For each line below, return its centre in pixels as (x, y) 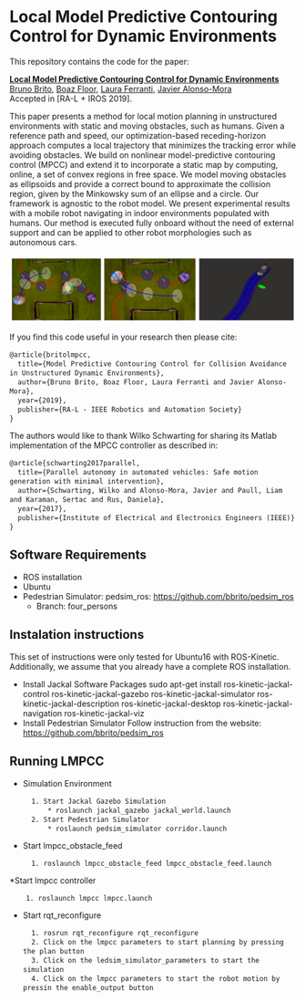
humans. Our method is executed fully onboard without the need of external (152, 223)
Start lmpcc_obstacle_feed (72, 845)
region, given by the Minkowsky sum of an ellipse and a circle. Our (134, 193)
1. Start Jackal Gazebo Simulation (99, 801)
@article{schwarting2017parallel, (75, 464)
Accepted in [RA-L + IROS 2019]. (71, 99)
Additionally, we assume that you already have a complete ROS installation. (150, 666)
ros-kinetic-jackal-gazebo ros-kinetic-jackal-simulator (153, 693)
